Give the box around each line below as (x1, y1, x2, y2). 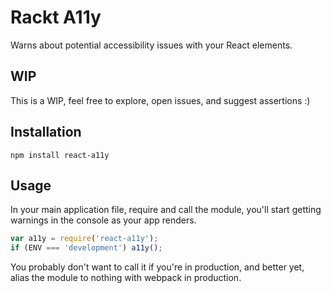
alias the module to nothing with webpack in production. (10, 272, 242, 284)
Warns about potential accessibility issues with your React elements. (10, 39, 293, 51)
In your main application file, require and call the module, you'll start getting (10, 204, 322, 216)
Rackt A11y (10, 6, 102, 29)
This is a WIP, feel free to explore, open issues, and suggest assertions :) (10, 94, 311, 106)
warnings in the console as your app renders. (10, 214, 197, 226)
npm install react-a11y (10, 150, 110, 160)
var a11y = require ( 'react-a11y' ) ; (10, 234, 159, 244)
